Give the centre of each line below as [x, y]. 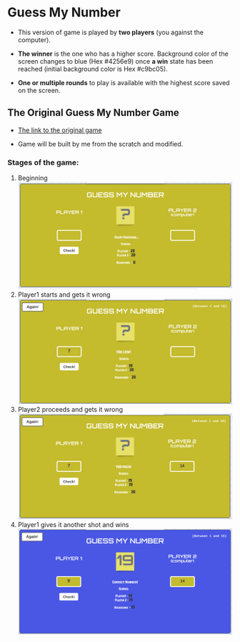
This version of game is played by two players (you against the [111, 32]
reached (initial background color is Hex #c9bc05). [92, 69]
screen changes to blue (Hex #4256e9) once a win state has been [115, 61]
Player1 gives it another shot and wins [73, 525]
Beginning [32, 178]
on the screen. [39, 90]
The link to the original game [60, 130]
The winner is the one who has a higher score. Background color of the [123, 54]
